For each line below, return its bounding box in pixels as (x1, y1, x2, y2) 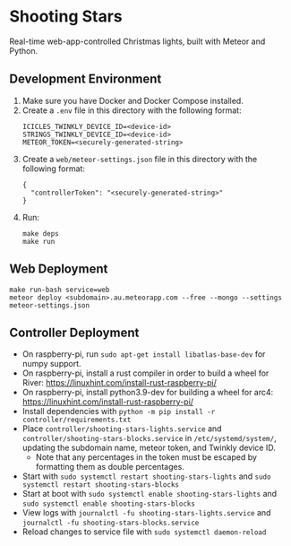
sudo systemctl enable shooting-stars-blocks (21, 499, 195, 508)
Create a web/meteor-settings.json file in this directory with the (21, 153, 258, 164)
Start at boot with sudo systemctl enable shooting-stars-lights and (21, 489, 278, 499)
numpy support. (21, 359, 82, 369)
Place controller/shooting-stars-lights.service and (21, 423, 222, 434)
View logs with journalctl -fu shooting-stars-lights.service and (21, 507, 271, 518)
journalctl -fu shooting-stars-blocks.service (21, 518, 200, 528)
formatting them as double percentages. (35, 462, 185, 472)
